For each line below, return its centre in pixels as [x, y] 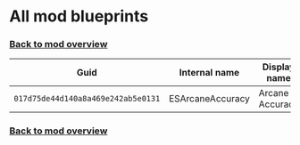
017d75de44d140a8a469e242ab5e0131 [87, 99]
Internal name [209, 73]
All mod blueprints [79, 16]
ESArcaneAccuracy [209, 99]
